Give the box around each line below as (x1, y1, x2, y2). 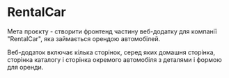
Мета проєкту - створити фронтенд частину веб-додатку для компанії (7, 27, 217, 36)
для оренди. (7, 63, 44, 71)
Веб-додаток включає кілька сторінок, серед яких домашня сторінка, (7, 48, 216, 56)
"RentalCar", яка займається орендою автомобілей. (7, 34, 161, 42)
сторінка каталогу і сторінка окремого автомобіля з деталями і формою (7, 55, 222, 63)
